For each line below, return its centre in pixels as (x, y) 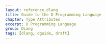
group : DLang (19, 29)
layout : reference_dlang (32, 10)
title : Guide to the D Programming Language (53, 15)
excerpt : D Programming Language (41, 24)
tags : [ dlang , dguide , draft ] (37, 33)
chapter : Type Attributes (33, 19)
